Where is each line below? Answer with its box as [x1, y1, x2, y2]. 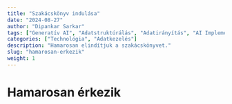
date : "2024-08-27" [7, 17, 64, 23]
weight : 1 [7, 55, 36, 62]
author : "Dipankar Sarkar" [7, 23, 85, 30]
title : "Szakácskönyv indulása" [7, 10, 100, 17]
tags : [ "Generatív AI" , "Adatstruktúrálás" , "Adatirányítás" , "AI [7, 29, 202, 37]
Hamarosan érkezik [7, 84, 121, 100]
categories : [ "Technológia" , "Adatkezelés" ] [7, 36, 137, 43]
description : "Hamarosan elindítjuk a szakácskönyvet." [7, 42, 171, 49]
